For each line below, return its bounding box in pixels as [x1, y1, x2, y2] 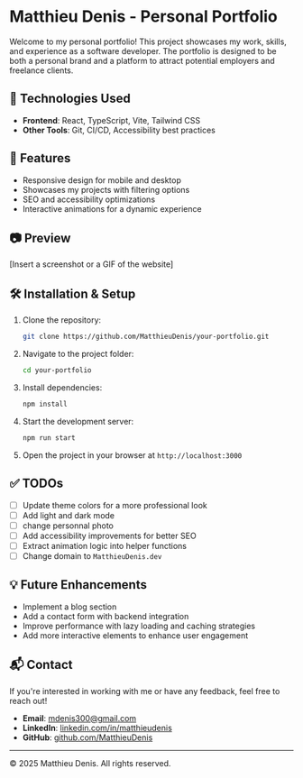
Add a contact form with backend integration [22, 610, 189, 621]
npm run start [22, 433, 76, 443]
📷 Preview [9, 230, 71, 245]
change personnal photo [22, 520, 115, 531]
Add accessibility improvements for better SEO [22, 530, 197, 541]
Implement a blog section [22, 601, 117, 612]
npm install [22, 399, 68, 408]
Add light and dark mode [22, 509, 115, 520]
